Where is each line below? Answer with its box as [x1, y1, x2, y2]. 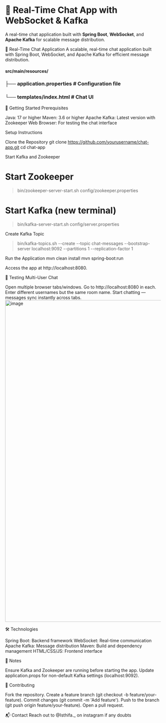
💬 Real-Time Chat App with [5, 4, 118, 16]
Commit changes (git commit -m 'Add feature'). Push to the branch [23, 697, 160, 703]
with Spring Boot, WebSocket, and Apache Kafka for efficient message [5, 51, 149, 57]
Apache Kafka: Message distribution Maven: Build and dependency [5, 643, 142, 649]
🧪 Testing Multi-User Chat [5, 274, 58, 280]
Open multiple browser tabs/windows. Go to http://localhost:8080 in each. [5, 284, 157, 290]
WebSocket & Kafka [5, 15, 88, 26]
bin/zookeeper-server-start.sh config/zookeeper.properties [17, 188, 138, 193]
